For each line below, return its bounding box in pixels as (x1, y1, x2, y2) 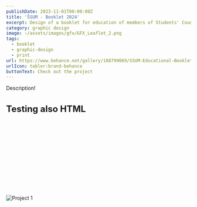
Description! (6, 84, 36, 91)
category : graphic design (6, 25, 69, 31)
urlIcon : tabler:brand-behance (6, 63, 83, 69)
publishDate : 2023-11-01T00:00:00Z (6, 8, 93, 15)
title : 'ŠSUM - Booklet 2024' (6, 14, 80, 20)
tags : (6, 36, 19, 42)
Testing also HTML (6, 103, 86, 114)
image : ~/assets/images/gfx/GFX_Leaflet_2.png (6, 30, 122, 36)
